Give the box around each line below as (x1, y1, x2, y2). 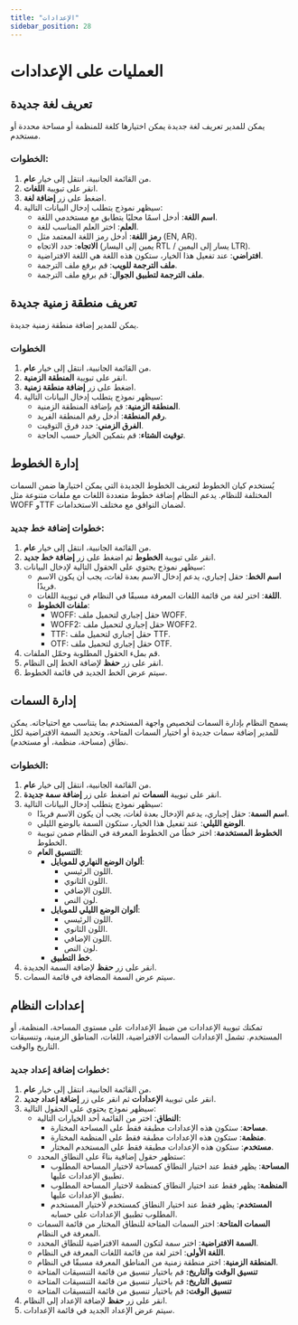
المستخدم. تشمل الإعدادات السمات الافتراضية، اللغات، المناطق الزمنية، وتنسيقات (10, 1031, 283, 1042)
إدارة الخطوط (10, 456, 79, 471)
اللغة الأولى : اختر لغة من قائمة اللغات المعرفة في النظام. (36, 1247, 226, 1258)
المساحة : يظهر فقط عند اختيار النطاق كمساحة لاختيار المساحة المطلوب (50, 1161, 290, 1171)
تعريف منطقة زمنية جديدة (10, 296, 137, 311)
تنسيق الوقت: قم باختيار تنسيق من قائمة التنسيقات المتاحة (36, 1285, 232, 1297)
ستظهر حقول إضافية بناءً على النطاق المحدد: (36, 1151, 186, 1162)
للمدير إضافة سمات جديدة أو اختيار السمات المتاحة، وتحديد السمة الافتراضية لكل (10, 727, 279, 738)
